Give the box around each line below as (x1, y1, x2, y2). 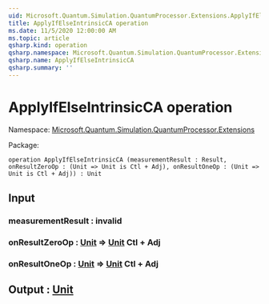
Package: (8, 140, 40, 150)
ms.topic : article (8, 34, 70, 42)
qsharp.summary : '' (8, 64, 74, 72)
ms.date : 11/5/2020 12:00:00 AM (8, 26, 116, 34)
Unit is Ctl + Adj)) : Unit (8, 170, 102, 178)
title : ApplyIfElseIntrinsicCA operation (8, 19, 149, 27)
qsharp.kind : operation (8, 42, 88, 50)
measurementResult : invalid (8, 215, 122, 226)
